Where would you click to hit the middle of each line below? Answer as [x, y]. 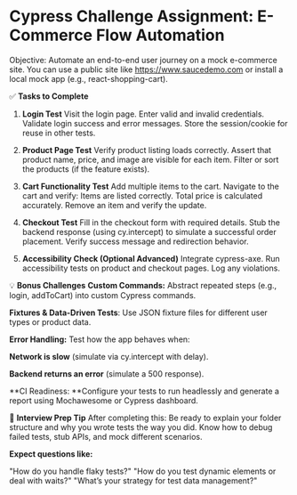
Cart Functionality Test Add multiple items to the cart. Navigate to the [151, 186]
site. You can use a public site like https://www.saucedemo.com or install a [146, 69]
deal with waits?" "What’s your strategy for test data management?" [133, 480]
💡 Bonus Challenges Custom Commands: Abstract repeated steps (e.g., [143, 285]
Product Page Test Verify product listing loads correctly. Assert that [147, 150]
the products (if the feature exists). [86, 169]
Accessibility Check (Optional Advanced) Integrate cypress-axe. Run [151, 258]
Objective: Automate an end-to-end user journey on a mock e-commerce [143, 60]
